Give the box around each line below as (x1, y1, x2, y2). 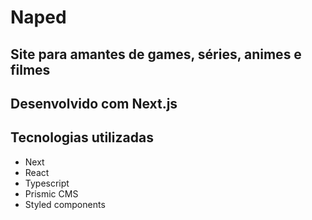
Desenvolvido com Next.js (10, 95, 178, 112)
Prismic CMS (24, 187, 79, 200)
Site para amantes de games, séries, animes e (10, 46, 302, 63)
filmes (10, 61, 51, 78)
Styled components (24, 198, 106, 210)
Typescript (24, 177, 70, 189)
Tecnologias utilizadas (10, 129, 154, 146)
